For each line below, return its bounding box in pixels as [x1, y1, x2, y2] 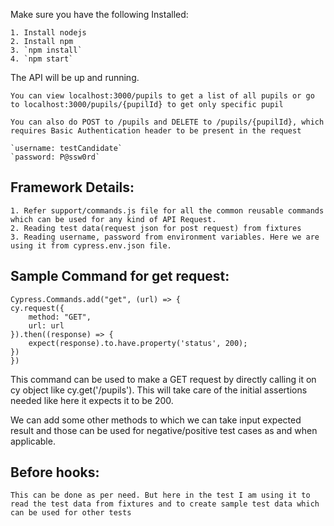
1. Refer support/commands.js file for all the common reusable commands [10, 205, 325, 216]
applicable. [10, 435, 56, 447]
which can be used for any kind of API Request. [10, 214, 217, 224]
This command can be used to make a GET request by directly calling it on [10, 373, 317, 385]
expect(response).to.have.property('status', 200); [28, 338, 248, 348]
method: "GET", [28, 312, 92, 322]
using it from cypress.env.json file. [10, 240, 172, 251]
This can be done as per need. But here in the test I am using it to [10, 490, 311, 501]
